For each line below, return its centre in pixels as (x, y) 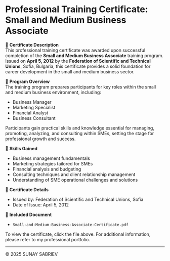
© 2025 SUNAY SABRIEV (32, 254)
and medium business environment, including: (53, 92)
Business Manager (32, 102)
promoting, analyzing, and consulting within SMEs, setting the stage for (80, 133)
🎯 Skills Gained (22, 148)
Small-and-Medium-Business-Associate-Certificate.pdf (70, 225)
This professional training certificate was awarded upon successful (75, 50)
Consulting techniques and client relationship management (74, 174)
